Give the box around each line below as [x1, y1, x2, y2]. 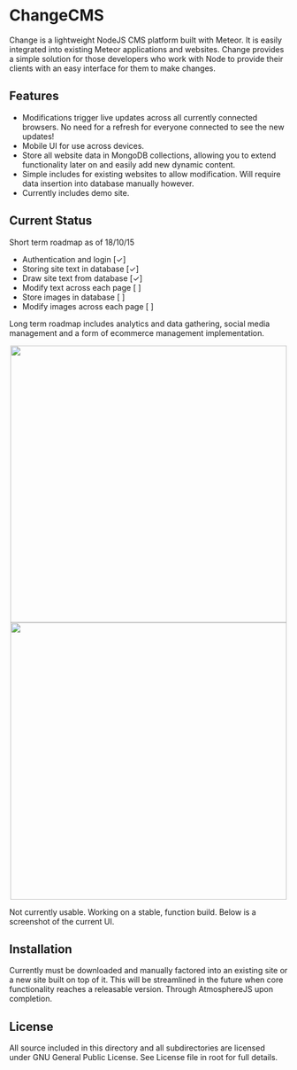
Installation [9, 941, 72, 957]
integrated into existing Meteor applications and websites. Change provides [9, 43, 285, 54]
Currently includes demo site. [21, 187, 130, 198]
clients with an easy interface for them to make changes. [9, 63, 217, 74]
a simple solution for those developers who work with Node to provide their [9, 53, 284, 64]
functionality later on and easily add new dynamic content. [21, 159, 236, 169]
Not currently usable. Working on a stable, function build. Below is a [9, 906, 256, 918]
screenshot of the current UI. [9, 916, 115, 926]
